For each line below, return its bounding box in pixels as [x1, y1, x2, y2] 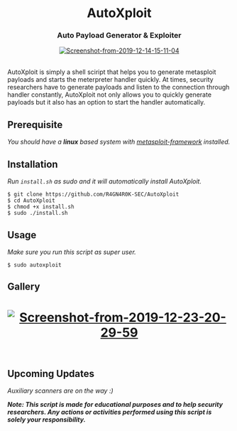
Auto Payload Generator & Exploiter [57, 31, 182, 41]
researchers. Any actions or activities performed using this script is [7, 408, 212, 417]
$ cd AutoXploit [7, 197, 55, 204]
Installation [7, 158, 58, 170]
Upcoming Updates [7, 368, 94, 380]
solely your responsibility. [7, 415, 87, 424]
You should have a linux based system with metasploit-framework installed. [7, 137, 231, 147]
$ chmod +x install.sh [7, 203, 75, 211]
